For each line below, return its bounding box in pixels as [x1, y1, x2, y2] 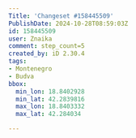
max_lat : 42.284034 [15, 110, 82, 119]
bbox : [8, 80, 27, 88]
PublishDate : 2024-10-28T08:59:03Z [8, 19, 129, 28]
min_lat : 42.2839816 [15, 95, 85, 103]
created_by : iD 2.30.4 [8, 50, 85, 58]
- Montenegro [8, 65, 53, 73]
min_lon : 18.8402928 [15, 87, 85, 96]
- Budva [8, 72, 35, 80]
